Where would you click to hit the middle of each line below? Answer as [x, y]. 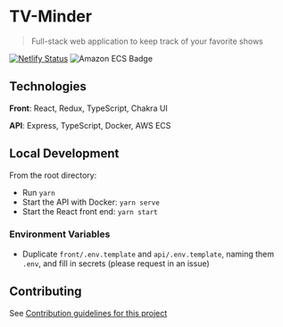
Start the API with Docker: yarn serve [91, 202]
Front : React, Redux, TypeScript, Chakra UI [88, 108]
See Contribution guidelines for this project [88, 313]
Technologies [48, 87]
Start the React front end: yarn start [90, 211]
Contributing [46, 292]
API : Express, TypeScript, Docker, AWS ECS [90, 125]
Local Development [64, 154]
